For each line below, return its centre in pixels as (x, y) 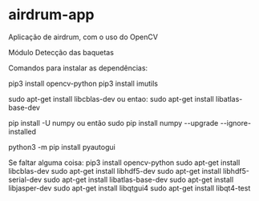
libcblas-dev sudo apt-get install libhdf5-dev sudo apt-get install (115, 171)
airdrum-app (51, 15)
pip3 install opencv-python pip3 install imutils (83, 83)
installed (22, 131)
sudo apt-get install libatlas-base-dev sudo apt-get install (139, 179)
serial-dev (25, 179)
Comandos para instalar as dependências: (78, 68)
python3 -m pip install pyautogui (62, 147)
